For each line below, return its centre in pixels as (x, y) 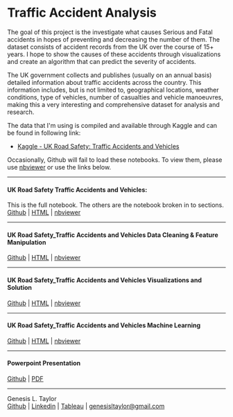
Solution (20, 287)
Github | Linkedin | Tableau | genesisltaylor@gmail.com (86, 406)
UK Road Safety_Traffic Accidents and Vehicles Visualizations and (105, 280)
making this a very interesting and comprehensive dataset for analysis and (113, 104)
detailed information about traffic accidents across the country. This (104, 82)
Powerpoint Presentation (44, 363)
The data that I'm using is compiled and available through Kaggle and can (112, 125)
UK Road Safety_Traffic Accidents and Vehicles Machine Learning (104, 325)
